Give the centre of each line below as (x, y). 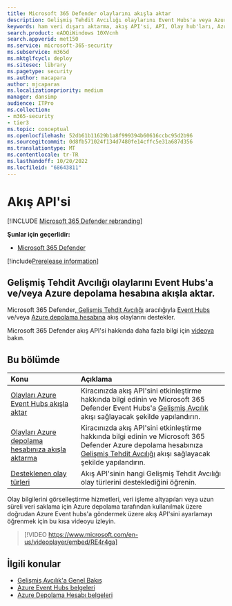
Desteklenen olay (39, 473)
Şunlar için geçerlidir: (39, 234)
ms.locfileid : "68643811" (44, 167)
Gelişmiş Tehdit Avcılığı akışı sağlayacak (145, 454)
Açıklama (96, 379)
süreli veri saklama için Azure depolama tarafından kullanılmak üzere (105, 507)
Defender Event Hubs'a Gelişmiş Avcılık (144, 408)
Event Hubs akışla (40, 404)
